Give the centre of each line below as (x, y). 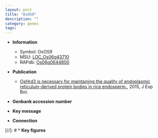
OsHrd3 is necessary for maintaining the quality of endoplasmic (85, 82)
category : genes (22, 23)
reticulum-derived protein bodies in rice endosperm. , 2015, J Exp (86, 87)
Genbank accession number (42, 101)
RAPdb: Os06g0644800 (44, 62)
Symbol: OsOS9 (36, 52)
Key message (27, 111)
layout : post (19, 10)
